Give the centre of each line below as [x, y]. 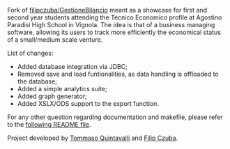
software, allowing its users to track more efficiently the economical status [114, 32]
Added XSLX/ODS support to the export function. [88, 103]
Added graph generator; [52, 96]
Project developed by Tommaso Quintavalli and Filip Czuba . [93, 138]
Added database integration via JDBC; [72, 66]
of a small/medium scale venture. [55, 40]
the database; [37, 81]
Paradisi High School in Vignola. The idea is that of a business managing [111, 25]
